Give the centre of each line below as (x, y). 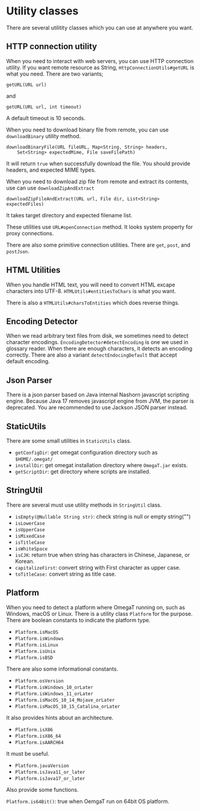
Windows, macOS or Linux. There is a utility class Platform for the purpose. (100, 614)
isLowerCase (30, 523)
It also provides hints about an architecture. (60, 717)
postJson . (18, 251)
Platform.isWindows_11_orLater (54, 694)
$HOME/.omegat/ (34, 459)
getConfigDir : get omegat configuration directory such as (86, 452)
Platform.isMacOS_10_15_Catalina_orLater (67, 707)
